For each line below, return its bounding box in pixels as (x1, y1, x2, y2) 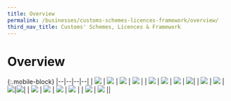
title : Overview (7, 10, 55, 18)
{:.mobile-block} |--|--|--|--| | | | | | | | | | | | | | (7, 78, 225, 86)
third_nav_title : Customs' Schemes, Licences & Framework (7, 23, 181, 30)
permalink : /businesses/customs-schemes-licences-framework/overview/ (7, 17, 219, 24)
